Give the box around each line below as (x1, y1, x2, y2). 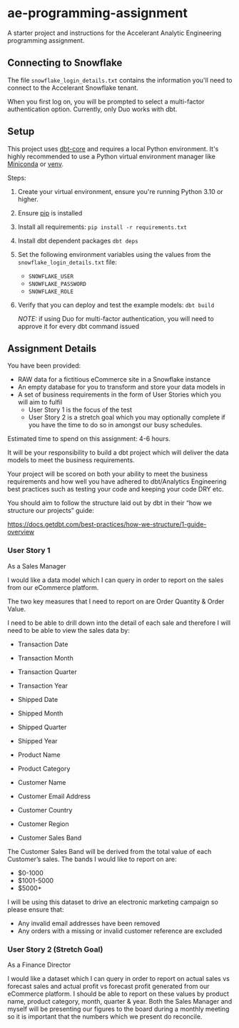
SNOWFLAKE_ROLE (28, 287, 73, 295)
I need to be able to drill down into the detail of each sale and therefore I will (7, 619, 230, 627)
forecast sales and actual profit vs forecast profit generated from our (7, 982, 210, 990)
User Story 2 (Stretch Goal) (7, 944, 103, 954)
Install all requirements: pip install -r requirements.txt (17, 223, 188, 231)
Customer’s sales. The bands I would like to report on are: (7, 855, 177, 863)
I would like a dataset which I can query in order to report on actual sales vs (7, 974, 230, 982)
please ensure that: (7, 905, 64, 914)
